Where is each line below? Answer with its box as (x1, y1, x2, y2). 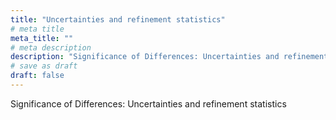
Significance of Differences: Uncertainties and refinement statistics (10, 97, 287, 110)
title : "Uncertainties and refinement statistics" (10, 14, 226, 25)
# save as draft (10, 61, 78, 71)
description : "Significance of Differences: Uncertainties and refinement (10, 52, 329, 62)
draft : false (10, 71, 65, 81)
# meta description (10, 42, 92, 53)
